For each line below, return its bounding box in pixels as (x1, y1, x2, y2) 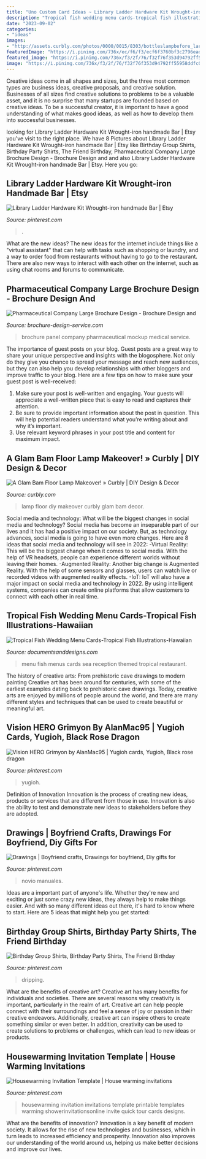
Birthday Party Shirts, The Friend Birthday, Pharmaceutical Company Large (6, 148, 196, 155)
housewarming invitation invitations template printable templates (21, 1101, 185, 1108)
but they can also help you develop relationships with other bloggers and (6, 365, 191, 372)
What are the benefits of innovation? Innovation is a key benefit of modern (6, 1120, 194, 1126)
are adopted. (6, 810, 39, 817)
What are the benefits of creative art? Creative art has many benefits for (6, 988, 188, 995)
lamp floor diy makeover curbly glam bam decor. (21, 502, 144, 510)
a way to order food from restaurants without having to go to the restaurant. (6, 253, 198, 261)
